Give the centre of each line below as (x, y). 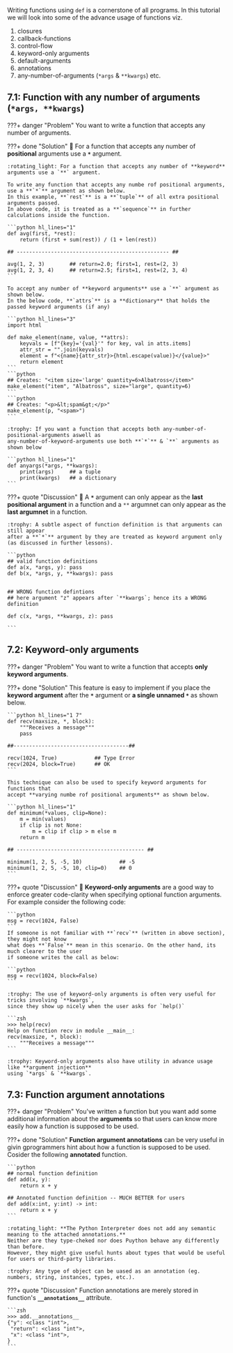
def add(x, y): (29, 1180)
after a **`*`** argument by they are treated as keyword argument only (115, 537)
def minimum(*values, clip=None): (57, 813)
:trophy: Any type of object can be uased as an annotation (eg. (104, 1271)
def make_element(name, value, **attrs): (68, 337)
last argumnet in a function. (47, 512)
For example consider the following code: (67, 902)
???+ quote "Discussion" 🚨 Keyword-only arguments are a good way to (111, 887)
